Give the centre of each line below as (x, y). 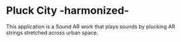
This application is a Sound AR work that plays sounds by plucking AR (90, 26)
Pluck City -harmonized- (68, 11)
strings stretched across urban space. (52, 32)
